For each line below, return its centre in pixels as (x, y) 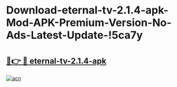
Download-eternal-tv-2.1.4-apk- (87, 10)
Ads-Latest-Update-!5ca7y (75, 35)
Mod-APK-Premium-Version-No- (89, 23)
